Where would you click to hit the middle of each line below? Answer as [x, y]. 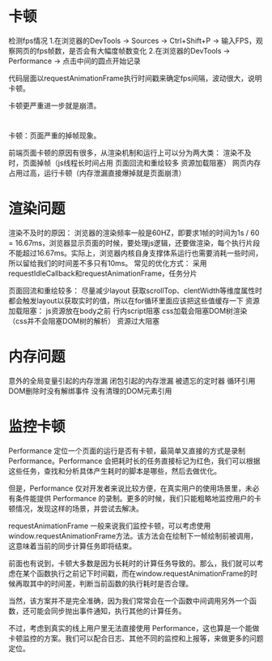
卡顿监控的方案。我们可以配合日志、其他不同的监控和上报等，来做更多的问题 [136, 638]
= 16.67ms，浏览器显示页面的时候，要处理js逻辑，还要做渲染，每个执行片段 [134, 243]
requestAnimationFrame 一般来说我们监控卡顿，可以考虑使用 [110, 526]
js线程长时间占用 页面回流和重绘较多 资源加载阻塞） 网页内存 [159, 163]
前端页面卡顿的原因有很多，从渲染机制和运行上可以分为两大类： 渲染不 [126, 153]
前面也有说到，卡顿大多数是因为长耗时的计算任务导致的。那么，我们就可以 [132, 563]
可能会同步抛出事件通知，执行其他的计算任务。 [108, 611]
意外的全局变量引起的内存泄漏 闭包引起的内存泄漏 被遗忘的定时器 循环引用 [132, 381]
